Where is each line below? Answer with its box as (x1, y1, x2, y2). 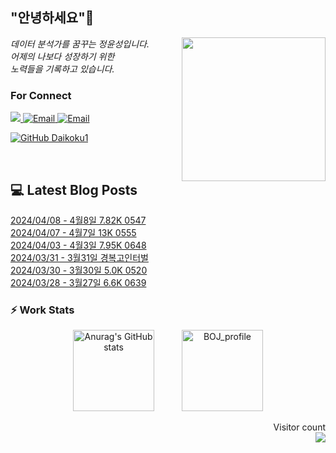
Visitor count (273, 421, 326, 433)
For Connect (10, 88, 72, 102)
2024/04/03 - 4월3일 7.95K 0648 (10, 239, 147, 251)
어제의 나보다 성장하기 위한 (10, 50, 115, 62)
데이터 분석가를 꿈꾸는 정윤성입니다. (10, 38, 150, 50)
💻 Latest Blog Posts (10, 181, 138, 198)
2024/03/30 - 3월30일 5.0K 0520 (10, 264, 148, 276)
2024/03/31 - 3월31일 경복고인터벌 (10, 251, 149, 263)
